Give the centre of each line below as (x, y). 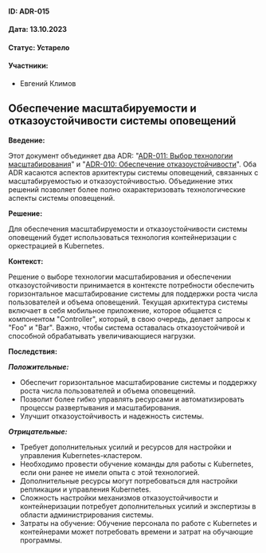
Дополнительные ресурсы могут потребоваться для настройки (129, 480)
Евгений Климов (48, 83)
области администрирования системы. (86, 515)
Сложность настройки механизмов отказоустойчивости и (119, 497)
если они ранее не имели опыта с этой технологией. (110, 472)
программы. (41, 540)
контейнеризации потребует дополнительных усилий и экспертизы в (138, 506)
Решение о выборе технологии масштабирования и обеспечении (120, 276)
